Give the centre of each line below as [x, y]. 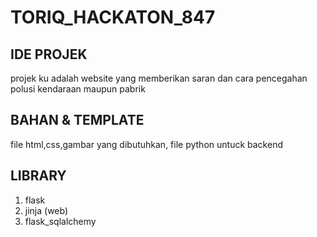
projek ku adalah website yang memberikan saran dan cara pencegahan [159, 78]
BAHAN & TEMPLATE [77, 120]
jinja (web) [46, 210]
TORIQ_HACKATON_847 [113, 17]
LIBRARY [38, 176]
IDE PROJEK [49, 54]
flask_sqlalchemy [60, 221]
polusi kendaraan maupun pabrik [78, 89]
